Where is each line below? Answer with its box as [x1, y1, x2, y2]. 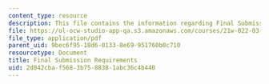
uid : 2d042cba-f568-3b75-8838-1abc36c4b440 [8, 64, 156, 72]
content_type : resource [8, 11, 88, 20]
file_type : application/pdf [8, 34, 102, 42]
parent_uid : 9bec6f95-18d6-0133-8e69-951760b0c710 [8, 42, 181, 50]
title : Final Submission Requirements [8, 57, 138, 65]
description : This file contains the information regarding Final [8, 19, 235, 27]
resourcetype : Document [8, 49, 88, 57]
